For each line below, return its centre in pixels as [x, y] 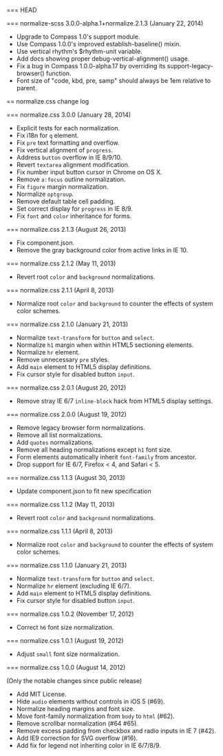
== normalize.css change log [48, 101]
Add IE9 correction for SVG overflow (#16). [77, 738]
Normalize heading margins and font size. [75, 709]
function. [59, 73]
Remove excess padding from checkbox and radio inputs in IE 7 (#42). [116, 731]
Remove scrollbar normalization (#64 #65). [77, 723]
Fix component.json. [45, 243]
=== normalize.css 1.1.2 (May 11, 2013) [61, 504]
